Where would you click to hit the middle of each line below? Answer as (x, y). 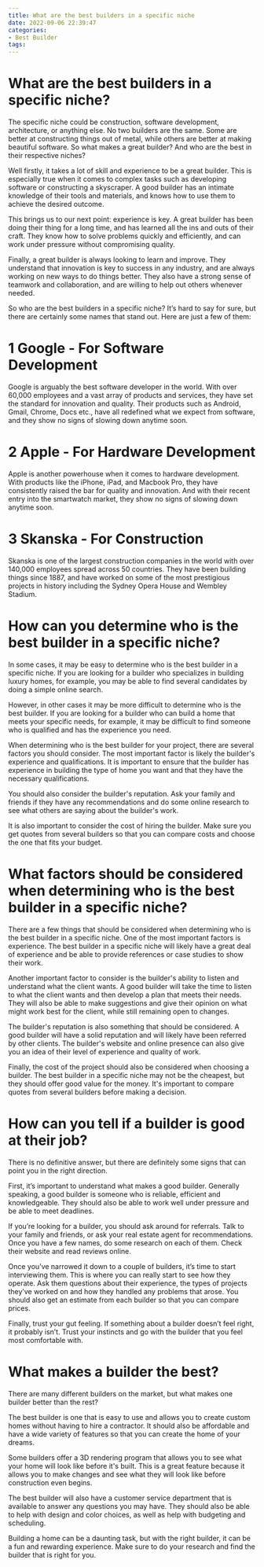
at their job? (48, 1140)
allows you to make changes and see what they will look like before (117, 1474)
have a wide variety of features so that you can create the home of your (125, 1434)
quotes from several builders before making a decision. (97, 1092)
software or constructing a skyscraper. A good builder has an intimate (121, 188)
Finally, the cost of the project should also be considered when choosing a (129, 1067)
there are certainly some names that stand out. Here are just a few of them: (130, 317)
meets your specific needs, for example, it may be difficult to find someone (130, 721)
